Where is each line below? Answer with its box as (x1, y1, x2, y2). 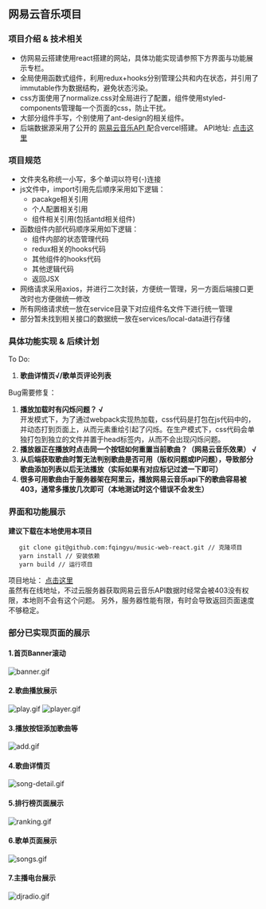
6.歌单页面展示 (8, 836, 57, 845)
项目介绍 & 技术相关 (8, 33, 84, 45)
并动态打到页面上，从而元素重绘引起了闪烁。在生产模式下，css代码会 (19, 425, 248, 435)
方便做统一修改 (41, 293, 90, 303)
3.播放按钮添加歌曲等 (8, 723, 78, 733)
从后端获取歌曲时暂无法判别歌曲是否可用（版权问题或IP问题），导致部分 (19, 454, 253, 464)
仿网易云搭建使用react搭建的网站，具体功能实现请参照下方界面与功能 (19, 53, 247, 62)
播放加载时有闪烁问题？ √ (19, 405, 104, 415)
